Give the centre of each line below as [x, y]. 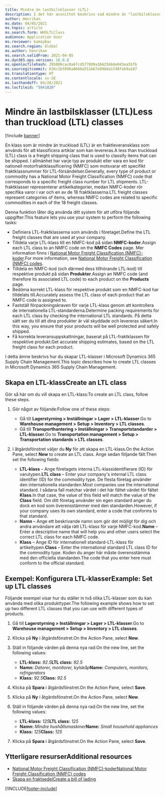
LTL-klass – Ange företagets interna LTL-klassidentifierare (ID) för [86, 469]
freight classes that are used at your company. [59, 237]
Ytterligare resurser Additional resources [69, 757]
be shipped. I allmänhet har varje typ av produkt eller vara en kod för [74, 161]
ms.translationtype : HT [29, 74]
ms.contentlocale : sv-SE [30, 78]
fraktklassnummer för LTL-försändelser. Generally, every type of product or [81, 171]
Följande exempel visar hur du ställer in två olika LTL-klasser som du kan [79, 598]
